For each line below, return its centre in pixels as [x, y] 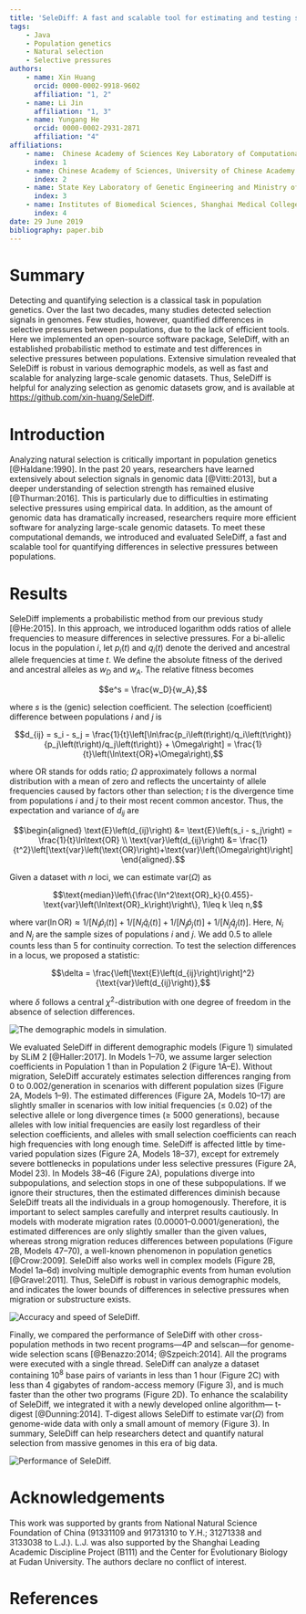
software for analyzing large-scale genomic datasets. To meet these [138, 528]
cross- [250, 1335]
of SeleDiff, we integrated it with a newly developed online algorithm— [141, 1404]
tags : [20, 26]
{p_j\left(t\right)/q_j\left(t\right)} [103, 744]
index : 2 [50, 179]
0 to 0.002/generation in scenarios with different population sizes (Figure [147, 1085]
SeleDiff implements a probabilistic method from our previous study [137, 619]
